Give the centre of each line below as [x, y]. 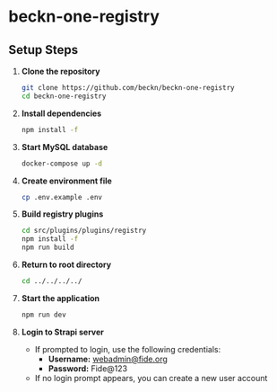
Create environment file [67, 181]
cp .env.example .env [61, 197]
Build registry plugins [62, 214]
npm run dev [43, 315]
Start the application [61, 298]
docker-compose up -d [61, 164]
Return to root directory [66, 264]
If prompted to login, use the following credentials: [128, 349]
